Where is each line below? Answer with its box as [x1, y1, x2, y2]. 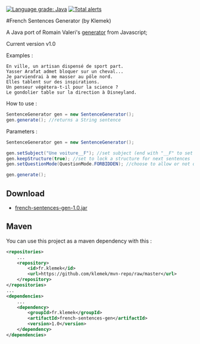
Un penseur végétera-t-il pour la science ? [6, 84, 118, 90]
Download [6, 188, 45, 199]
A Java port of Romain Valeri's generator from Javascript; [6, 29, 148, 36]
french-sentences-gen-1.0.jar [14, 204, 87, 211]
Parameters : [6, 128, 37, 135]
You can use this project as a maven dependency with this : [6, 237, 152, 244]
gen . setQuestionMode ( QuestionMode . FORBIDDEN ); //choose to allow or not [6, 161, 190, 167]
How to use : [6, 100, 37, 107]
